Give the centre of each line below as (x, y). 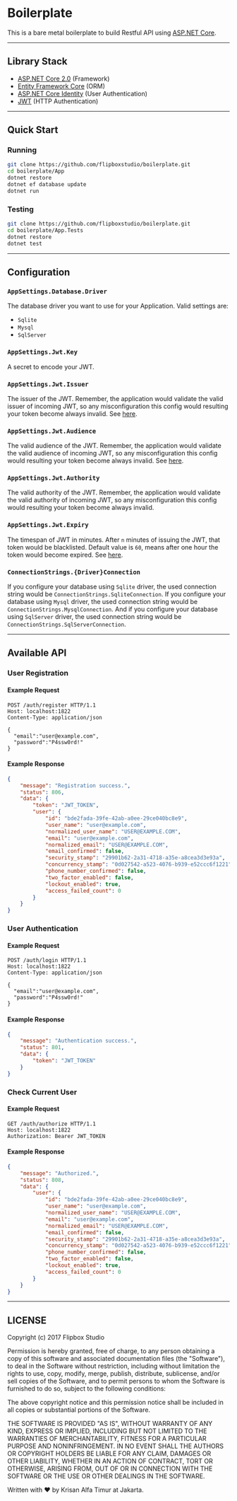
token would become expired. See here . (65, 555)
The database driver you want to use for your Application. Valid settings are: (118, 306)
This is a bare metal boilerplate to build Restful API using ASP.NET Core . (112, 33)
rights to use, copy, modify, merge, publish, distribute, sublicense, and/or (114, 1374)
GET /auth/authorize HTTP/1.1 (52, 1124)
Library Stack (38, 62)
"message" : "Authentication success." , (79, 1041)
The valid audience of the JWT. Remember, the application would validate (115, 446)
